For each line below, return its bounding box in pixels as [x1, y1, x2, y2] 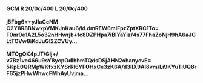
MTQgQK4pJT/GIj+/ [6, 50, 59, 58]
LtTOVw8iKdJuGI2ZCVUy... [6, 38, 78, 45]
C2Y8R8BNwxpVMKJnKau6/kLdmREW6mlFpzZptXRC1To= [6, 25, 159, 32]
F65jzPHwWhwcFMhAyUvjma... [6, 70, 89, 77]
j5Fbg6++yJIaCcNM [6, 18, 59, 25]
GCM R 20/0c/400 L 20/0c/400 [6, 5, 88, 12]
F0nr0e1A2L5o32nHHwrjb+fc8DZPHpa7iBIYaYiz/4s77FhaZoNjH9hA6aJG [6, 31, 196, 39]
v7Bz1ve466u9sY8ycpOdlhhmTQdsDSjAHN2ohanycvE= [6, 57, 151, 64]
